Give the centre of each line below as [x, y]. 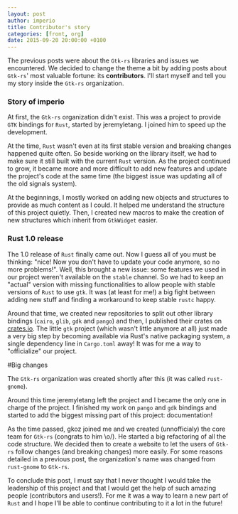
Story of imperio [36, 102]
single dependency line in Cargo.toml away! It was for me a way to [104, 343]
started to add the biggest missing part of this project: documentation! [110, 415]
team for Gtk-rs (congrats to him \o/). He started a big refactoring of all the [117, 436]
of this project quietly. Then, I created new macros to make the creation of [116, 213]
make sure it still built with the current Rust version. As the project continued [119, 161]
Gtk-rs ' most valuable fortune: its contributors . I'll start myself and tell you [117, 76]
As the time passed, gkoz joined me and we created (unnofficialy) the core [117, 429]
